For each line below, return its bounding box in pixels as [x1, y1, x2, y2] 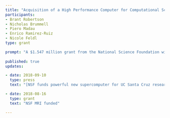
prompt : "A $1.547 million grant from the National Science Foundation [5, 49, 159, 55]
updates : [5, 64, 24, 69]
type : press [10, 77, 35, 83]
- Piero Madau [5, 26, 35, 31]
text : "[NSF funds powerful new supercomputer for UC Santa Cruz [10, 82, 151, 88]
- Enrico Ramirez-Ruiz [5, 31, 53, 36]
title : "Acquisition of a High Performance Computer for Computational [5, 7, 159, 13]
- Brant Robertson [5, 17, 44, 22]
